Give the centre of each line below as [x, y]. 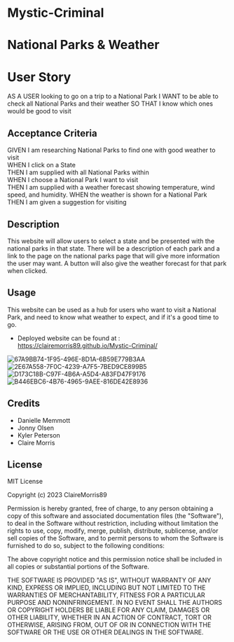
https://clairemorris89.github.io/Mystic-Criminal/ [87, 345]
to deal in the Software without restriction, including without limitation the [113, 524]
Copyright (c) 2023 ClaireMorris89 [57, 495]
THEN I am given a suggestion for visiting [67, 202]
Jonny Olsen [36, 428]
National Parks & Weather [83, 45]
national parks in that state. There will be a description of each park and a [114, 248]
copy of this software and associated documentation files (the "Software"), [116, 516]
